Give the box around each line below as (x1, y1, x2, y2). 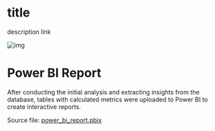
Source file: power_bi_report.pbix (7, 116, 102, 124)
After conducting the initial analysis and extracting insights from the (7, 88, 200, 96)
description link (7, 28, 51, 36)
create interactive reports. (7, 102, 82, 111)
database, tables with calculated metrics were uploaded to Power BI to (7, 95, 209, 103)
